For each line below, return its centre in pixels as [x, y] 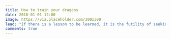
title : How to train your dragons [42, 10]
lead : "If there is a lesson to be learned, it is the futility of [78, 24]
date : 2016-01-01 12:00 [31, 15]
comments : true [21, 29]
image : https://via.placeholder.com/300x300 [53, 19]
